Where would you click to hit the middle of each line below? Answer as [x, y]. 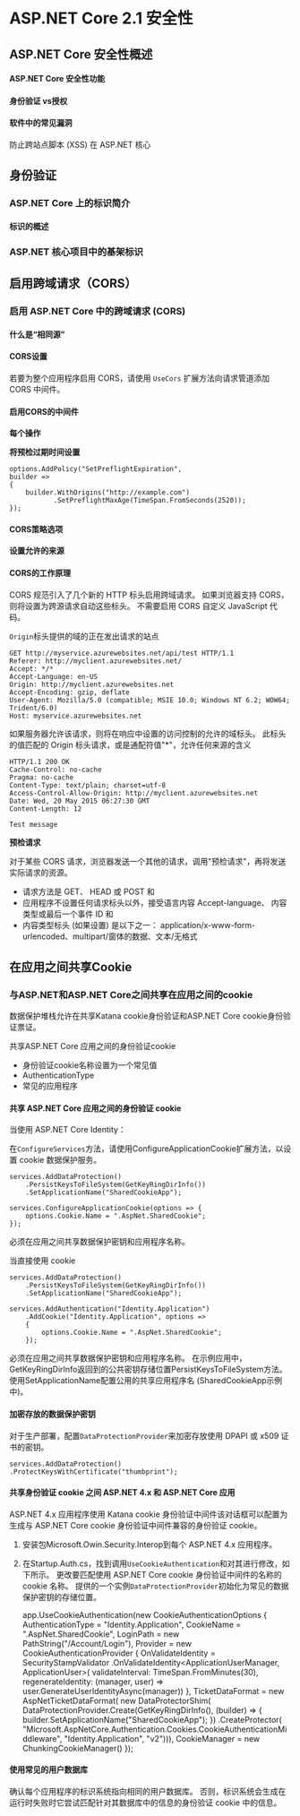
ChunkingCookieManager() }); [78, 1748]
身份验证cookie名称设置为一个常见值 [90, 1065]
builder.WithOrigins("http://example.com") [108, 493]
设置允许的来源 [37, 551]
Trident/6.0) [34, 708]
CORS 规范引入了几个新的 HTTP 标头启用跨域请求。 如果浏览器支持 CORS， [149, 594]
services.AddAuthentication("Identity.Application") [110, 1309]
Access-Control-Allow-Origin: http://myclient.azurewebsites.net [133, 793]
